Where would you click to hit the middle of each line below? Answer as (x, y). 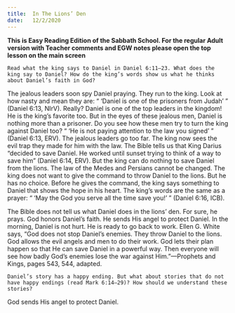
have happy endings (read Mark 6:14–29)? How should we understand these (117, 282)
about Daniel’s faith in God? (52, 80)
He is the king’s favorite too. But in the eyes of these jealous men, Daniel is (115, 116)
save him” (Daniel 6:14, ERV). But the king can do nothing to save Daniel (111, 160)
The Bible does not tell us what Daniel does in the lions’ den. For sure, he (112, 211)
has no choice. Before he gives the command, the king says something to (113, 182)
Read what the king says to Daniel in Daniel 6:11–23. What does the (111, 68)
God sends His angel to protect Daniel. (63, 302)
